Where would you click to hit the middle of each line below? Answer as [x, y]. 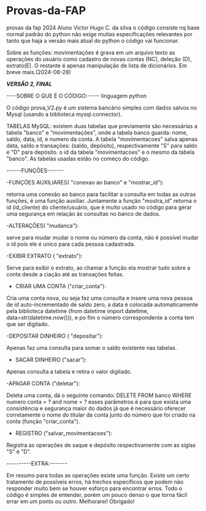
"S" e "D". [19, 452]
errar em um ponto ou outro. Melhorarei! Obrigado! [71, 501]
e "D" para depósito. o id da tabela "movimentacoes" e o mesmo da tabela [101, 152]
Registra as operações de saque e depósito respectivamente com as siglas [101, 445]
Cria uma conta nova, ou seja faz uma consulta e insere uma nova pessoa [100, 298]
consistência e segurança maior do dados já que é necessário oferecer [96, 408]
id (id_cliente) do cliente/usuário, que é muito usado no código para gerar [99, 207]
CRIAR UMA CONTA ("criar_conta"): [60, 286]
